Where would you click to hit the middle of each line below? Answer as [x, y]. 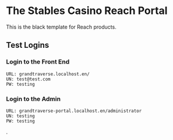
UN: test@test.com [28, 79]
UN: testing [20, 116]
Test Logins [28, 45]
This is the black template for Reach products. [61, 27]
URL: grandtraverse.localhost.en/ [48, 74]
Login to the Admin [33, 99]
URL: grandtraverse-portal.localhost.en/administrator [74, 111]
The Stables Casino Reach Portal [87, 11]
